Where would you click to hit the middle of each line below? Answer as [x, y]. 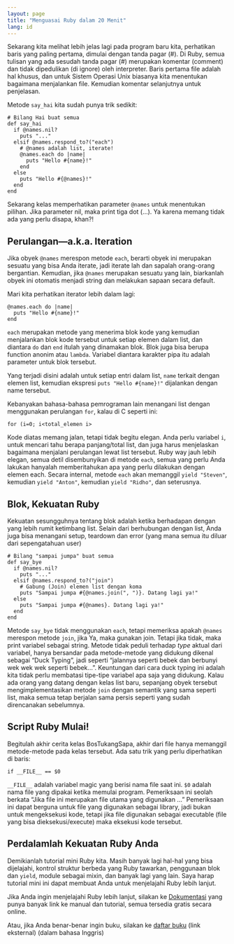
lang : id [20, 27]
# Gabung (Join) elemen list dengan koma [81, 587]
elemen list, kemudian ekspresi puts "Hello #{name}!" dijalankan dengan [112, 383]
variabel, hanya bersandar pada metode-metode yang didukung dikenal [110, 653]
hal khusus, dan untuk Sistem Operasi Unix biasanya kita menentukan [107, 76]
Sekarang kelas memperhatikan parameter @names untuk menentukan [107, 205]
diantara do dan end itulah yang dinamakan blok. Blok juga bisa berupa [108, 347]
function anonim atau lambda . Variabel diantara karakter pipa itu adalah [109, 355]
